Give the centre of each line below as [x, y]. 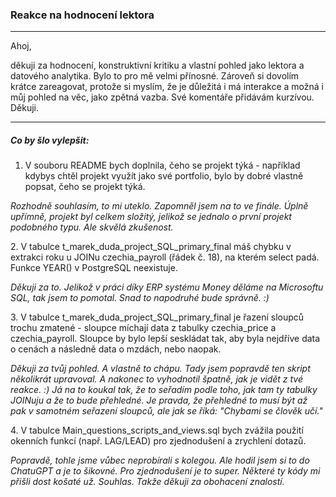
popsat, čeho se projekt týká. [85, 187]
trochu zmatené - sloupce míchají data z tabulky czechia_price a [143, 328]
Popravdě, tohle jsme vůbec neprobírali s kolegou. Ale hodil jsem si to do [160, 460]
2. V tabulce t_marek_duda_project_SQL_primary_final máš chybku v [151, 247]
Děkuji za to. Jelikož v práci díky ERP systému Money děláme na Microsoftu [167, 287]
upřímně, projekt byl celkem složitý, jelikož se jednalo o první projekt [151, 217]
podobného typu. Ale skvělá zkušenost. [92, 227]
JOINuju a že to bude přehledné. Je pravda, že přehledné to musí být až [159, 400]
